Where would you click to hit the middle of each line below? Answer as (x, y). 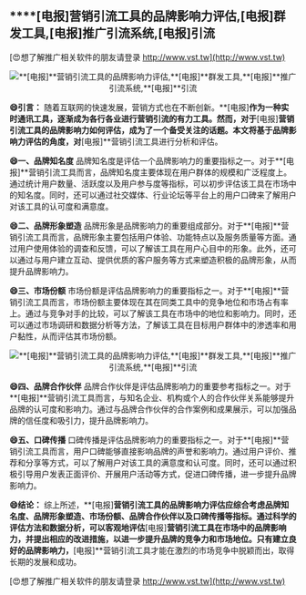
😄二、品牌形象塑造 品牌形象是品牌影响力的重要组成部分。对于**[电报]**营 (149, 225)
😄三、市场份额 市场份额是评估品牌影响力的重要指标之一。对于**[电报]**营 (149, 291)
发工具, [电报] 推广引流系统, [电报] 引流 (112, 33)
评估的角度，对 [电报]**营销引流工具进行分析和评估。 (124, 141)
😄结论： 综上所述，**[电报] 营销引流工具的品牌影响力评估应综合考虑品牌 (145, 505)
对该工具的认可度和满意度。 (61, 206)
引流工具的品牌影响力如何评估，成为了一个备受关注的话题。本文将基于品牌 (149, 129)
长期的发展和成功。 (46, 561)
